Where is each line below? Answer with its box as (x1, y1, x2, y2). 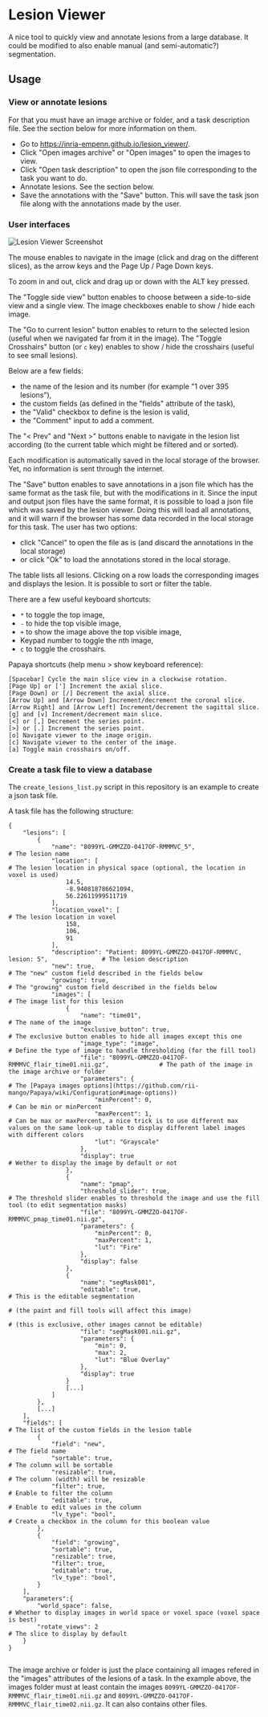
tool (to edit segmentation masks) (8, 1201, 128, 1209)
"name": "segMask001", (79, 1279, 156, 1287)
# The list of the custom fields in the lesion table (8, 1426, 193, 1434)
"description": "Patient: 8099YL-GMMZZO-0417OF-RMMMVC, (51, 948, 242, 956)
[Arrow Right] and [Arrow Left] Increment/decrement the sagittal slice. (8, 703, 261, 712)
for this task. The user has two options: (8, 522, 138, 532)
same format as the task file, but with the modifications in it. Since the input (8, 487, 258, 497)
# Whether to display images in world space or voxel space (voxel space (8, 1609, 261, 1617)
